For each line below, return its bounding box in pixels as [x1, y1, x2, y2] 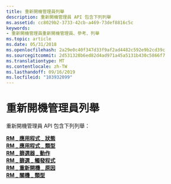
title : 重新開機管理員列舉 [6, 8, 65, 15]
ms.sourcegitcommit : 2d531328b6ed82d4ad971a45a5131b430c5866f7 [6, 52, 166, 58]
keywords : [6, 25, 31, 31]
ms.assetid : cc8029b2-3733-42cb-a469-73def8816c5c [6, 19, 134, 25]
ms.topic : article [6, 36, 51, 42]
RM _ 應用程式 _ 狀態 [6, 135, 56, 142]
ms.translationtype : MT [6, 58, 65, 64]
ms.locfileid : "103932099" [6, 74, 73, 80]
